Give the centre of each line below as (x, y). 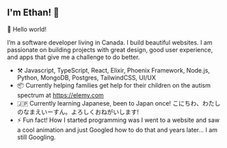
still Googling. (36, 137)
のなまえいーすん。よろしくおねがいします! (78, 112)
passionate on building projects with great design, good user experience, (110, 49)
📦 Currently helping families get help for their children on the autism (113, 85)
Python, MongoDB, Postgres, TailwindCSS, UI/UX (86, 77)
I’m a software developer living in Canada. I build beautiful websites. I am (110, 42)
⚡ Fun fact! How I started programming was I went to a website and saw (118, 120)
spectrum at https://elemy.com (60, 95)
